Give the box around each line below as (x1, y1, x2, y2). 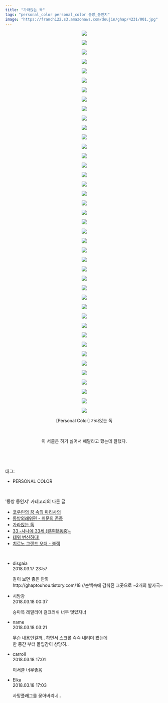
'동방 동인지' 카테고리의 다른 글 (5, 498, 66, 504)
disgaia (12, 560, 28, 566)
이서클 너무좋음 (12, 667, 43, 673)
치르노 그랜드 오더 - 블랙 (12, 541, 60, 547)
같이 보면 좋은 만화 (12, 576, 49, 582)
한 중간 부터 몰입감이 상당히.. (12, 641, 69, 647)
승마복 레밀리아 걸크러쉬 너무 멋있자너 (12, 609, 87, 615)
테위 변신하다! (12, 534, 40, 541)
